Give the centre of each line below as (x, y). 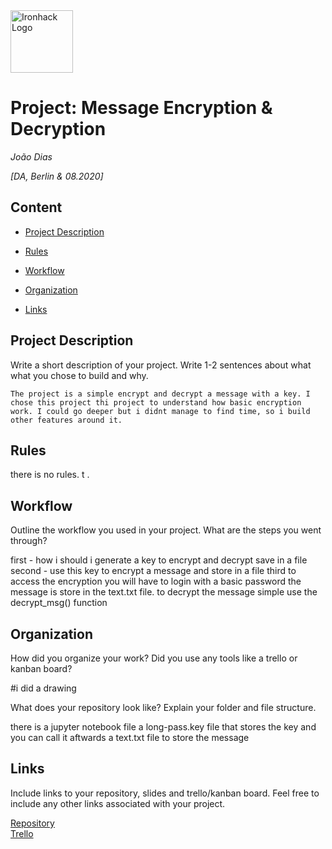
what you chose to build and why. (79, 375)
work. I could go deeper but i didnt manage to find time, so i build (160, 411)
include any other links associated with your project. (118, 803)
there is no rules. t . (50, 475)
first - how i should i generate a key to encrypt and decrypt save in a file (159, 560)
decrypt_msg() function (59, 603)
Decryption (58, 129)
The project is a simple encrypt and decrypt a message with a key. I (160, 394)
